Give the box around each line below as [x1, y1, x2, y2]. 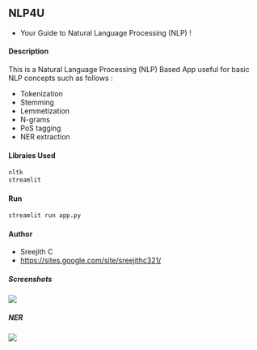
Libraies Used [8, 150, 56, 160]
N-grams [19, 115, 51, 125]
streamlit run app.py [8, 211, 82, 220]
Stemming [19, 97, 55, 108]
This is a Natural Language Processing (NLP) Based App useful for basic [8, 65, 250, 75]
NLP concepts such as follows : [8, 73, 113, 83]
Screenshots [8, 274, 53, 284]
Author [8, 228, 33, 238]
